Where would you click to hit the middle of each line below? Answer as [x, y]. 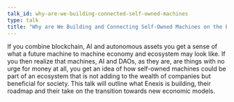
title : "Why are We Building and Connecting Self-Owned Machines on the [115, 27]
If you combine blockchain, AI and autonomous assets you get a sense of [112, 47]
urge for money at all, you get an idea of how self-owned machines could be [117, 69]
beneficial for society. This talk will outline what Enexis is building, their [109, 84]
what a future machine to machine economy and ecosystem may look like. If [116, 54]
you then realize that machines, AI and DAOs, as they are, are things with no [116, 61]
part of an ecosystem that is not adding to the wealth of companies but [109, 76]
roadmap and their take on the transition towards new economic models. [111, 91]
